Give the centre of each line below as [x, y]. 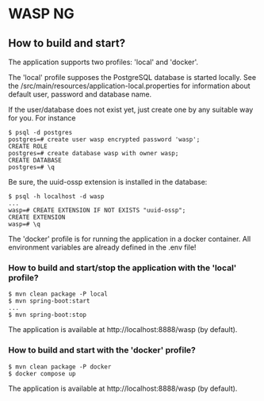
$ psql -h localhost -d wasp [56, 197]
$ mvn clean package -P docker [60, 367]
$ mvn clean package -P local [58, 294]
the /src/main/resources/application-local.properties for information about [130, 86]
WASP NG [41, 14]
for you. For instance [42, 118]
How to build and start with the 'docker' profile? [102, 350]
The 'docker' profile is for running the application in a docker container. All [130, 239]
